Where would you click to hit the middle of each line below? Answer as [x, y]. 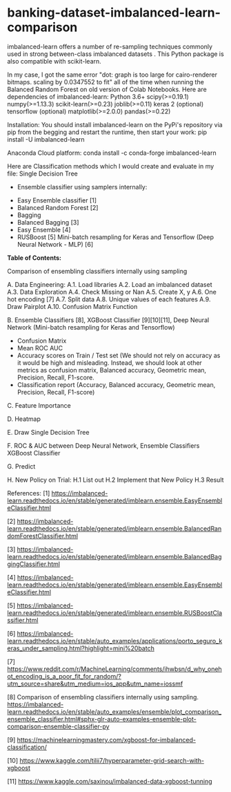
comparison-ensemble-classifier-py [58, 726]
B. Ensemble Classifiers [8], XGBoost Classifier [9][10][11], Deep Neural [108, 320]
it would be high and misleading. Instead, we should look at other [109, 362]
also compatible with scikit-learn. [54, 61]
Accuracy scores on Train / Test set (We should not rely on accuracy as [119, 355]
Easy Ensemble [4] [44, 229]
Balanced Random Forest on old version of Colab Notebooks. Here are [107, 89]
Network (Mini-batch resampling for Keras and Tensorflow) [91, 327]
